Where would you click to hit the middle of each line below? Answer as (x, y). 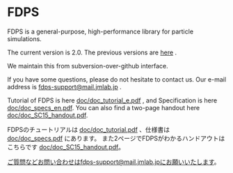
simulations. (24, 38)
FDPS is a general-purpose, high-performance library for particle (100, 31)
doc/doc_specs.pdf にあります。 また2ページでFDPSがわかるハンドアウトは (116, 138)
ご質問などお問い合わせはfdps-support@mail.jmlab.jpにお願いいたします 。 (114, 162)
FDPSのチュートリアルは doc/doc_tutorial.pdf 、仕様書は (89, 129)
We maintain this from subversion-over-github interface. (88, 66)
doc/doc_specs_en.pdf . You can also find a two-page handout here (104, 107)
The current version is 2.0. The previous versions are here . (92, 52)
